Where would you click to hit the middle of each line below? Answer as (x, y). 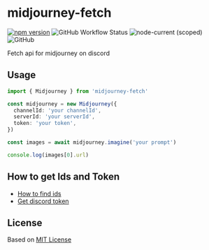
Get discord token (43, 201)
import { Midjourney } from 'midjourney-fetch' (78, 91)
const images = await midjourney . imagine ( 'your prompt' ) (92, 142)
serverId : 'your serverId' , (55, 117)
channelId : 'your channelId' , (57, 110)
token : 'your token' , (45, 124)
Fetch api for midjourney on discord (59, 53)
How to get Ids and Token (64, 177)
